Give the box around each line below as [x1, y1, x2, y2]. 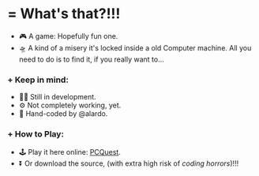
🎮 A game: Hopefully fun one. [18, 31, 118, 40]
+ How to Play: [7, 129, 65, 140]
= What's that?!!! [7, 5, 121, 23]
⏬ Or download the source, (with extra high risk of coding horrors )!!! [18, 159, 239, 168]
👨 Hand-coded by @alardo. [18, 109, 108, 118]
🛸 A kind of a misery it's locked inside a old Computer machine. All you [18, 43, 252, 52]
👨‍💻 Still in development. [18, 92, 96, 102]
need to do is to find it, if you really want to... [18, 54, 164, 64]
